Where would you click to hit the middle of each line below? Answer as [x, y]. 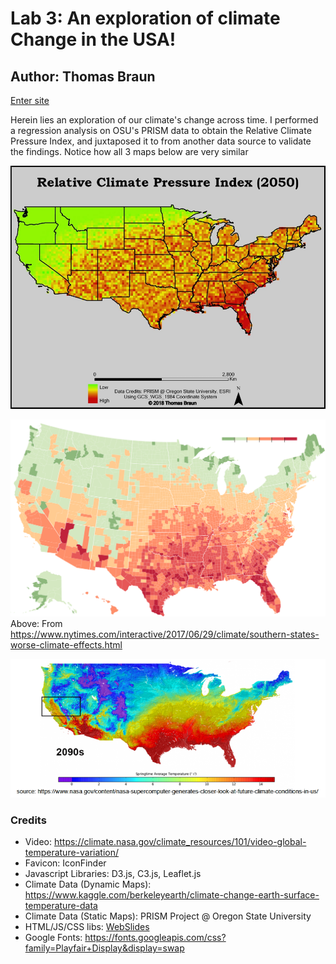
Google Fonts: [53, 938]
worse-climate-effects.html [66, 644]
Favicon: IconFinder [65, 863]
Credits [28, 820]
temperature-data [61, 906]
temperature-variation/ [72, 853]
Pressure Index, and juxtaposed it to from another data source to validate [161, 141]
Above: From [36, 623]
